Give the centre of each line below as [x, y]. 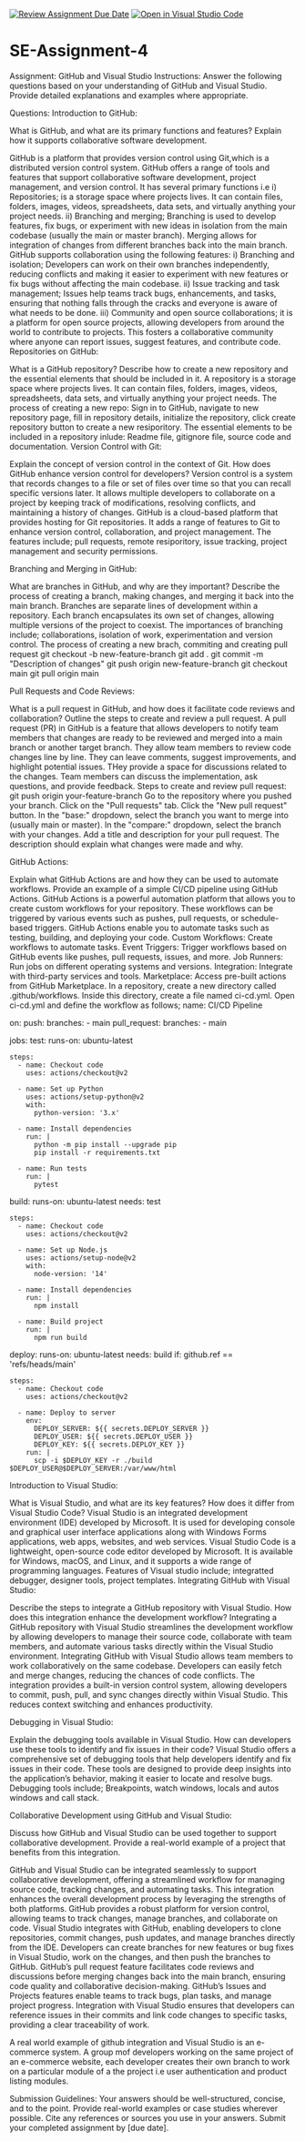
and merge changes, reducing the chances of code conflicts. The [132, 1675]
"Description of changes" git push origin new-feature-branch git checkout [149, 664]
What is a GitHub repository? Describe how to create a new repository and [149, 369]
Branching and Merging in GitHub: [73, 568]
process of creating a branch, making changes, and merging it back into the [152, 595]
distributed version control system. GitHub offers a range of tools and [140, 168]
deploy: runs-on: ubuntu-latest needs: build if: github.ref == [122, 1354]
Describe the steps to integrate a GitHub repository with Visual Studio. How [151, 1608]
